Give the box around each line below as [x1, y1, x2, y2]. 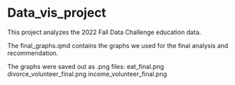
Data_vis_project [7, 5, 107, 21]
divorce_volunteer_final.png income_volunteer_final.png [7, 70, 167, 78]
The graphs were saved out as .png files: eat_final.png [7, 62, 165, 70]
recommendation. [7, 49, 58, 57]
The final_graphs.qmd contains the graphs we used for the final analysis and [7, 41, 229, 49]
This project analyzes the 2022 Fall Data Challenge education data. [7, 28, 201, 36]
